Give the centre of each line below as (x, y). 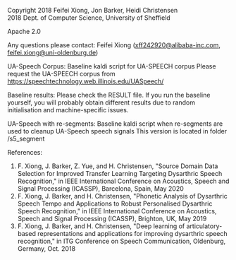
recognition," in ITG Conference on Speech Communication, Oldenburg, (122, 241)
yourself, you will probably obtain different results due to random (101, 102)
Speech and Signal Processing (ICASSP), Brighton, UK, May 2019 (112, 219)
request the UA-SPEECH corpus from (62, 74)
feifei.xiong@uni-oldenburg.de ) (53, 53)
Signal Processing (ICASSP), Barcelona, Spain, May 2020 (101, 189)
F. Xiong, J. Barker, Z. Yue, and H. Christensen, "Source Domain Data (118, 166)
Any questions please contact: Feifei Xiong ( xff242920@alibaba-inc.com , (114, 45)
